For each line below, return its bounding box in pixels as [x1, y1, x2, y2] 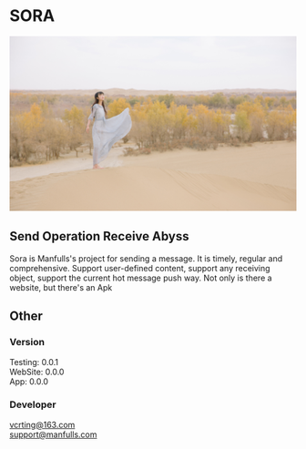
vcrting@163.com [9, 419, 76, 430]
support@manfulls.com [9, 429, 97, 440]
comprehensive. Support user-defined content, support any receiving [9, 262, 270, 273]
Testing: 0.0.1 [9, 356, 59, 367]
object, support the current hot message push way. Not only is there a [9, 272, 272, 283]
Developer [9, 398, 56, 411]
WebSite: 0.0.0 [9, 366, 65, 377]
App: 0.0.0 [9, 375, 48, 387]
